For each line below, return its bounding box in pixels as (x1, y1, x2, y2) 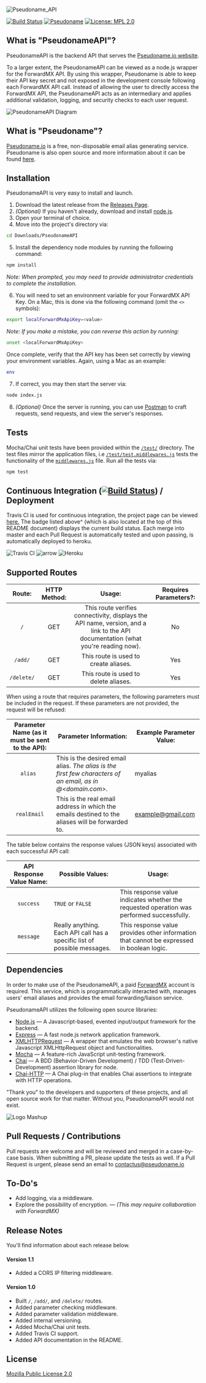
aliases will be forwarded (56, 818, 128, 826)
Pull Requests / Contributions (6, 1131, 121, 1142)
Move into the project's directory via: (15, 221, 109, 228)
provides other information (120, 929, 197, 937)
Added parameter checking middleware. (15, 1303, 118, 1311)
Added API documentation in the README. (15, 1336, 123, 1344)
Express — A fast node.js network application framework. (15, 1031, 161, 1038)
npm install (6, 262, 37, 268)
